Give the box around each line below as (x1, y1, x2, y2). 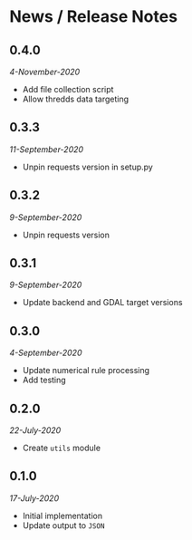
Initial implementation (22, 510, 103, 521)
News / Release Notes (9, 6, 178, 27)
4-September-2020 (9, 347, 82, 359)
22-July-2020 (9, 425, 62, 436)
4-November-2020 (9, 66, 81, 77)
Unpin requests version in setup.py (22, 161, 154, 172)
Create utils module (22, 442, 101, 454)
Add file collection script (22, 84, 114, 94)
